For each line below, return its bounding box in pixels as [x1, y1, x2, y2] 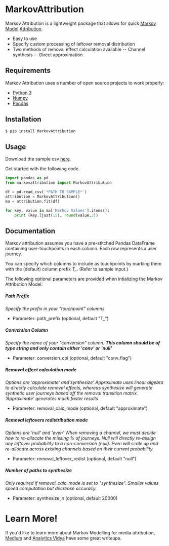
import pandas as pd [5, 176, 49, 181]
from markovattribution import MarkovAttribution [5, 180, 112, 185]
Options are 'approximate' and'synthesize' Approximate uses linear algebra [5, 379, 163, 385]
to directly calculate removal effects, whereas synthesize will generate [5, 385, 153, 391]
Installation [5, 115, 41, 124]
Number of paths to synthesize [5, 467, 72, 473]
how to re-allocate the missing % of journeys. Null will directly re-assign [5, 435, 156, 441]
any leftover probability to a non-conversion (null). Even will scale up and [5, 441, 158, 447]
